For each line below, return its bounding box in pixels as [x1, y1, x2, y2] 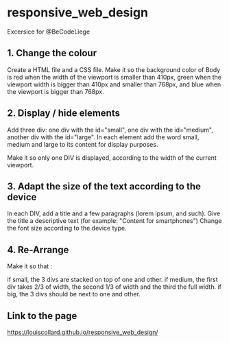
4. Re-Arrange [7, 244, 69, 255]
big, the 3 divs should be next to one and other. [7, 290, 141, 298]
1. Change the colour [7, 47, 97, 59]
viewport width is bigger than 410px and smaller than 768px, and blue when [7, 80, 221, 88]
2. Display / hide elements [7, 108, 120, 119]
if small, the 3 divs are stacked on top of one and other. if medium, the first [7, 276, 218, 284]
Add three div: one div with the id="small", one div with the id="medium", [7, 126, 214, 134]
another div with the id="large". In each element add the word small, [7, 132, 200, 141]
